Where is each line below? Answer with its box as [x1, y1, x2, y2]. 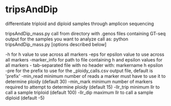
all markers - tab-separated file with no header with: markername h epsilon [5, 62, 163, 68]
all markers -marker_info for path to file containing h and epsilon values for [5, 56, 163, 62]
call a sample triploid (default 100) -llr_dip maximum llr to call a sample [5, 89, 154, 95]
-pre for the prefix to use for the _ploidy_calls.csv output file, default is [5, 68, 153, 74]
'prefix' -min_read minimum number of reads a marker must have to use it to [5, 73, 166, 79]
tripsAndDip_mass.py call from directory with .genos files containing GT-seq [5, 30, 166, 36]
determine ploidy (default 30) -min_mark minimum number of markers [5, 78, 153, 84]
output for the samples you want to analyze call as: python [5, 36, 129, 42]
